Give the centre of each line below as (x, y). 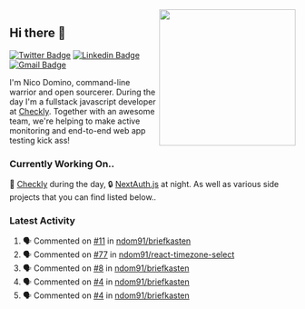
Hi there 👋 (38, 33)
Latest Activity (42, 221)
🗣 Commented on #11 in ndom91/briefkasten (107, 241)
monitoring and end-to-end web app (78, 130)
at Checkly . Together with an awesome (82, 111)
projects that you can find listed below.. (83, 197)
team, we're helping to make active (75, 121)
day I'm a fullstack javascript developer (83, 101)
